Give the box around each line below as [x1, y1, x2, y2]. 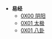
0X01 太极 [20, 20, 45, 26]
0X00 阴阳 [20, 12, 46, 19]
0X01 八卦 [20, 27, 45, 34]
